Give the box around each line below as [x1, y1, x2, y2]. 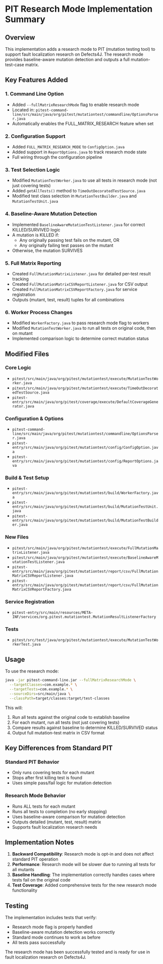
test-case [5, 62, 24, 67]
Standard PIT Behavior [5, 758, 59, 765]
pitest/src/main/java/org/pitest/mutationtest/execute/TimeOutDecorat [12, 386, 159, 391]
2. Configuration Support [5, 133, 66, 140]
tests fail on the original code [12, 877, 71, 883]
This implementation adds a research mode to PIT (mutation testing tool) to [5, 46, 156, 52]
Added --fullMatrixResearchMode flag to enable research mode [12, 102, 140, 107]
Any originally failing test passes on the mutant [19, 242, 113, 248]
